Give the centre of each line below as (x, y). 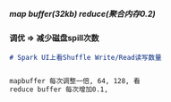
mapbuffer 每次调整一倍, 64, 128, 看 (75, 81)
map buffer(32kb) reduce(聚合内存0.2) (82, 13)
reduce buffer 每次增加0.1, (59, 89)
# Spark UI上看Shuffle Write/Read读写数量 (85, 57)
